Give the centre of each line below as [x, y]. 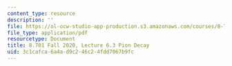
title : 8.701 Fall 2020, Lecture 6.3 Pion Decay [78, 45]
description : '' [30, 20]
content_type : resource [41, 13]
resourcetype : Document [41, 39]
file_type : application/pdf [48, 33]
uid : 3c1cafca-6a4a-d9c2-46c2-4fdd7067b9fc [71, 52]
